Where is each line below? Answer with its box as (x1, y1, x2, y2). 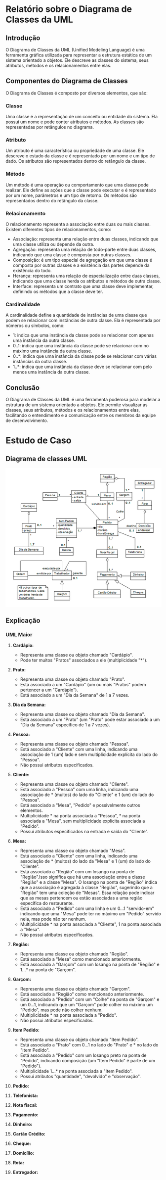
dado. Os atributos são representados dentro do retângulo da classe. (5, 158, 146, 164)
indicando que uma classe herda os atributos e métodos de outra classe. (12, 278, 161, 284)
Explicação (5, 616, 41, 624)
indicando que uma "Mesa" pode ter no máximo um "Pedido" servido (20, 911, 162, 917)
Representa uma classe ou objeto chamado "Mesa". (20, 848, 126, 854)
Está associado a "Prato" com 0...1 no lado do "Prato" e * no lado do (20, 1042, 159, 1048)
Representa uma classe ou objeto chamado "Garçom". (20, 986, 131, 992)
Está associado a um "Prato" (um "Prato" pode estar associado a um (20, 716, 160, 723)
